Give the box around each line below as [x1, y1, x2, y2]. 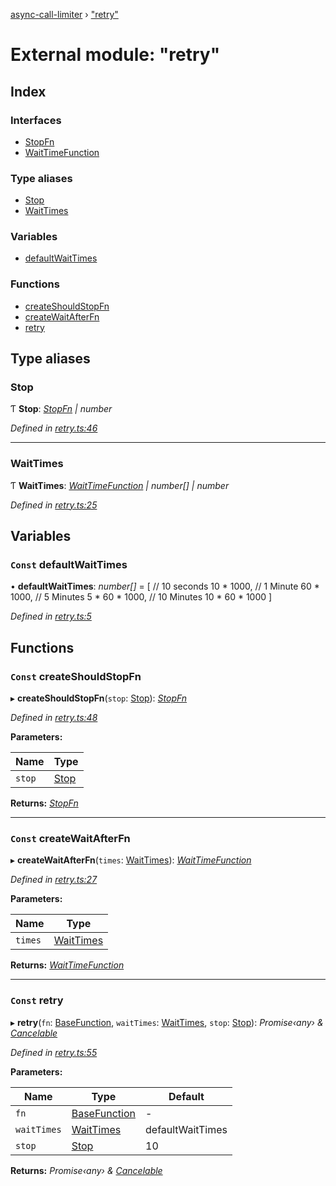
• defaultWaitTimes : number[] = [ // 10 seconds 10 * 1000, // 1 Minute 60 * [10, 580, 320, 593]
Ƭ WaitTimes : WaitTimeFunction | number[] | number [10, 479, 230, 491]
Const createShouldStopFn [10, 669, 142, 683]
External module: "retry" [10, 44, 221, 66]
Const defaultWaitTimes [10, 558, 128, 572]
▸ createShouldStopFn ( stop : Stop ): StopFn [10, 692, 188, 704]
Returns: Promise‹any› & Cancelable [10, 1164, 163, 1176]
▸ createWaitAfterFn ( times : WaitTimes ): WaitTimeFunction [10, 854, 252, 866]
